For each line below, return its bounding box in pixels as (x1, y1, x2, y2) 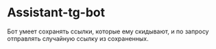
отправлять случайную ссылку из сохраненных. (7, 34, 149, 42)
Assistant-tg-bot (7, 5, 106, 20)
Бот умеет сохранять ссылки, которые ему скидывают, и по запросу (7, 27, 209, 35)
